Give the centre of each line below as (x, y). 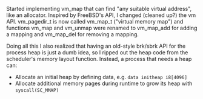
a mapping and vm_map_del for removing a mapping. (73, 34)
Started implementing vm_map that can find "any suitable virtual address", (99, 9)
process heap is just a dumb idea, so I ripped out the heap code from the (97, 53)
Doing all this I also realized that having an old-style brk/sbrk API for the (96, 46)
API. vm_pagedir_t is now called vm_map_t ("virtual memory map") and (95, 21)
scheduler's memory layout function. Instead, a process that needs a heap (99, 59)
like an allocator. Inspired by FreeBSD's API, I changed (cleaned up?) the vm (101, 15)
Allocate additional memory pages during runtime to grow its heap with (104, 83)
